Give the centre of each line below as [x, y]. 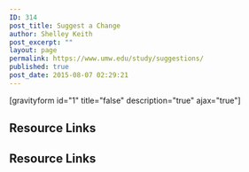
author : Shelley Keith [51, 34]
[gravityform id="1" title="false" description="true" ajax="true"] [125, 100]
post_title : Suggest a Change [65, 26]
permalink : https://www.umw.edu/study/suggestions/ [106, 59]
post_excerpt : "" [41, 42]
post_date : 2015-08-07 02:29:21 [69, 75]
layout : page [33, 51]
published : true [39, 67]
